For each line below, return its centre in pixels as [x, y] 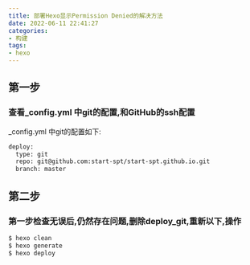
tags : [17, 46]
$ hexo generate [35, 246]
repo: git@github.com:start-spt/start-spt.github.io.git [113, 161]
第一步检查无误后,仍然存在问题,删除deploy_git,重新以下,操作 [125, 221]
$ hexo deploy [32, 253]
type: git [32, 154]
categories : [28, 31]
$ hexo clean [30, 238]
